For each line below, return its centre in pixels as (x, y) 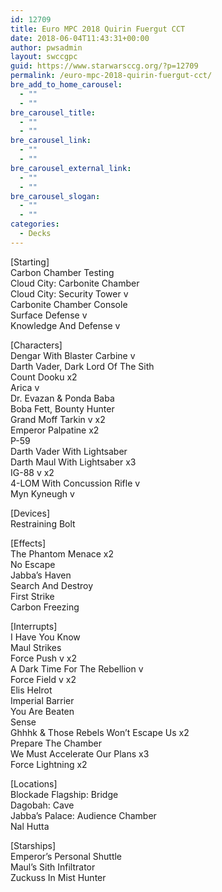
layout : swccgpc (44, 57)
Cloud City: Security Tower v (69, 293)
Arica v (25, 387)
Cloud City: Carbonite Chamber (75, 283)
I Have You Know (45, 637)
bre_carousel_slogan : (55, 196)
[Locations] (34, 783)
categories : (35, 224)
